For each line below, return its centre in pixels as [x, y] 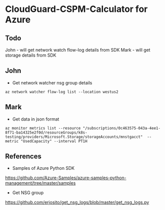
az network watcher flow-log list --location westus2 [62, 92]
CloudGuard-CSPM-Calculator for [76, 9]
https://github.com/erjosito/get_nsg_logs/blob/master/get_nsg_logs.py [77, 203]
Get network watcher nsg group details [52, 82]
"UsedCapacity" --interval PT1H [54, 141]
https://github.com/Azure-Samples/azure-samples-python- [66, 178]
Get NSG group [28, 193]
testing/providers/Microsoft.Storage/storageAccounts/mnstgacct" [74, 137]
